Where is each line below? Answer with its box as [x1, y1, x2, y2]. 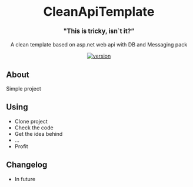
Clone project [14, 118, 48, 125]
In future [14, 175, 36, 182]
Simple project [6, 85, 41, 92]
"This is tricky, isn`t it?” [63, 27, 135, 35]
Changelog [6, 160, 48, 170]
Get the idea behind [14, 130, 63, 137]
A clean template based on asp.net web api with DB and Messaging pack [10, 41, 188, 48]
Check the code [14, 124, 54, 131]
